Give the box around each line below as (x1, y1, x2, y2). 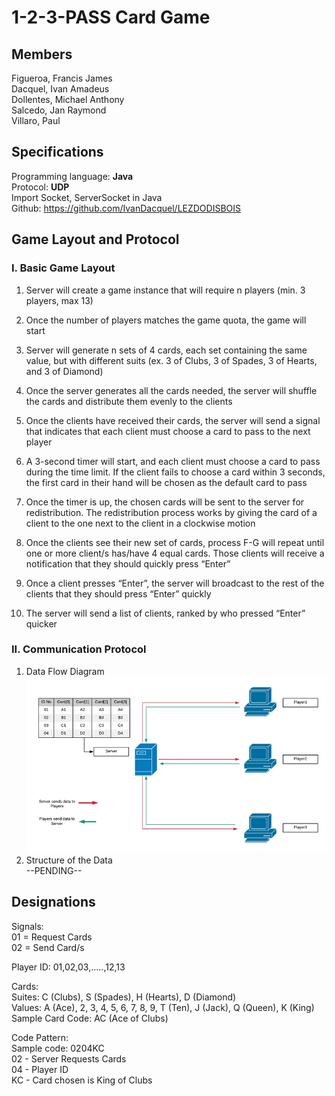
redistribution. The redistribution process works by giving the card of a (25, 506, 318, 518)
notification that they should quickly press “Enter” (25, 557, 231, 570)
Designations (11, 894, 96, 911)
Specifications (11, 144, 104, 161)
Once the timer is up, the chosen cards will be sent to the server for (25, 496, 305, 508)
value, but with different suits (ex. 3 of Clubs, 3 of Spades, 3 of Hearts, (25, 354, 318, 366)
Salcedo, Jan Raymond (11, 104, 107, 116)
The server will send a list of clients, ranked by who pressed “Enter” (25, 607, 306, 619)
